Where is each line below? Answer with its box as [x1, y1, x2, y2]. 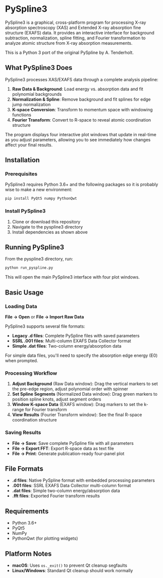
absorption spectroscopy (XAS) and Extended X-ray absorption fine [5, 24, 141, 30]
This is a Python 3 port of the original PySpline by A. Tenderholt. [5, 50, 134, 55]
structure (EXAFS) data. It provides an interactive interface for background [5, 30, 155, 35]
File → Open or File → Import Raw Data [5, 314, 84, 319]
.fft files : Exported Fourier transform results [12, 493, 100, 499]
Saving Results [5, 429, 41, 436]
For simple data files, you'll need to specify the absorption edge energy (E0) [5, 352, 158, 358]
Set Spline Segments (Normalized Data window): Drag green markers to [12, 391, 158, 397]
